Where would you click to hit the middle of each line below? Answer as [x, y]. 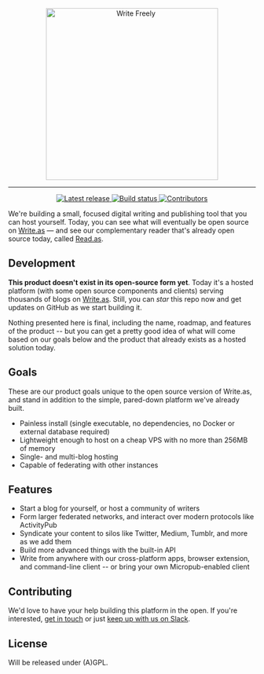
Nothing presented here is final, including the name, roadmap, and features [130, 322]
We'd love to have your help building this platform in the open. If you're [123, 610]
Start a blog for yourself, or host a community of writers [110, 508]
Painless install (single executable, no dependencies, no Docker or [127, 423]
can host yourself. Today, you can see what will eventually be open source [128, 222]
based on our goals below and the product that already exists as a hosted [127, 339]
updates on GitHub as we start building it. [75, 307]
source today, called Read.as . [56, 239]
